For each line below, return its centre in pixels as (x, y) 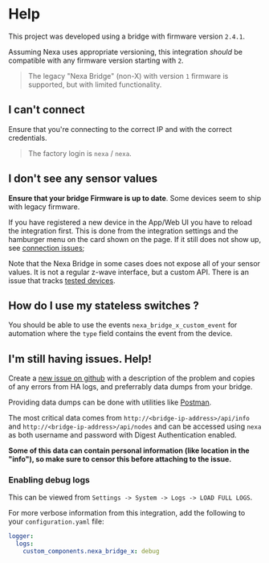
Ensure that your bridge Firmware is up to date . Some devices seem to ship (135, 198)
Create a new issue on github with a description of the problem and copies (132, 378)
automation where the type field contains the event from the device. (120, 334)
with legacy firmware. (44, 207)
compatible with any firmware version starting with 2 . (96, 60)
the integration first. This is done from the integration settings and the (123, 231)
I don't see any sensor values (83, 179)
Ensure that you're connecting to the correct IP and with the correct (120, 129)
